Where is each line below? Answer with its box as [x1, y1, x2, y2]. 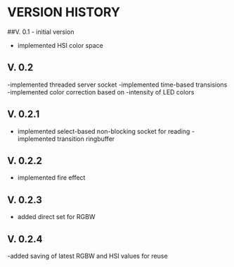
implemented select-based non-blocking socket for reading [17, 127, 190, 135]
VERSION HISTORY [7, 4, 121, 20]
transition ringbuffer [57, 135, 115, 143]
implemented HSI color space [17, 41, 103, 49]
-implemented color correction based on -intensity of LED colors [7, 87, 195, 96]
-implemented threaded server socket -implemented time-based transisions [7, 80, 228, 89]
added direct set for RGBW [17, 213, 96, 221]
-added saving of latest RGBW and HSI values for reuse [7, 252, 168, 260]
